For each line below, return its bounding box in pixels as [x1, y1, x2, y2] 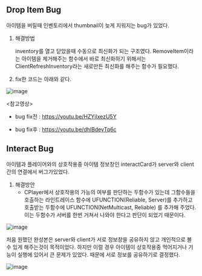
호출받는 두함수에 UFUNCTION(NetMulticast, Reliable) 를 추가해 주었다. [24, 203, 197, 211]
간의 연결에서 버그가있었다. [6, 168, 70, 175]
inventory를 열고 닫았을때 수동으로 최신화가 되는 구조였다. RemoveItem [15, 47, 184, 54]
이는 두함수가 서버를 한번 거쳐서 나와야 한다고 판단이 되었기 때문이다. [24, 211, 186, 218]
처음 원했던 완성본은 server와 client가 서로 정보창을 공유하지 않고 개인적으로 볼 [6, 235, 192, 243]
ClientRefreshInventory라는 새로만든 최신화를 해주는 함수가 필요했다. [15, 62, 180, 70]
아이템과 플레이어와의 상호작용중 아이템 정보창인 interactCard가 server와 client [6, 160, 195, 168]
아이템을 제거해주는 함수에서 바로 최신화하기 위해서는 [21, 54, 146, 62]
